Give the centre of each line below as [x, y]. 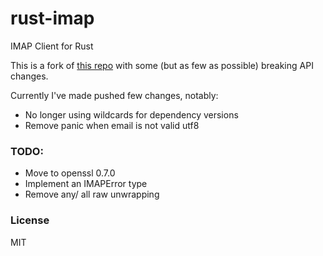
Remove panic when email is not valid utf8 [112, 125]
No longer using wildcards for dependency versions [131, 114]
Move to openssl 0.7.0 [70, 173]
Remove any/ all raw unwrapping [92, 194]
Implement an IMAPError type [86, 184]
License [30, 220]
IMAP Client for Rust [52, 46]
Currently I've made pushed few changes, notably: [114, 95]
